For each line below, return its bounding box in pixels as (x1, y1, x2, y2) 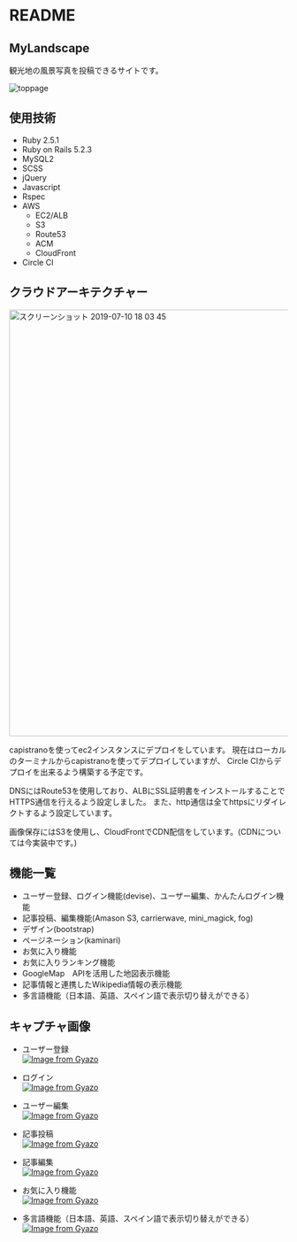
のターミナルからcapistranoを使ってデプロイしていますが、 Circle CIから (9, 755, 274, 766)
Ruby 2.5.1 (21, 135, 60, 145)
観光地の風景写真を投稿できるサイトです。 (9, 66, 164, 75)
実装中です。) (32, 837, 78, 848)
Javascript (21, 181, 61, 192)
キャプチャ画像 (9, 1019, 91, 1034)
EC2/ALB (34, 210, 69, 220)
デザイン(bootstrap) (21, 924, 95, 935)
